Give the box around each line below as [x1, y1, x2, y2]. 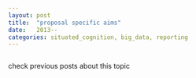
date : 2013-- [8, 26, 58, 34]
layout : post [8, 11, 51, 19]
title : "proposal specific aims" [8, 19, 122, 27]
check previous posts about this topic [8, 62, 130, 71]
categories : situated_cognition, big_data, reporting [8, 33, 189, 41]
